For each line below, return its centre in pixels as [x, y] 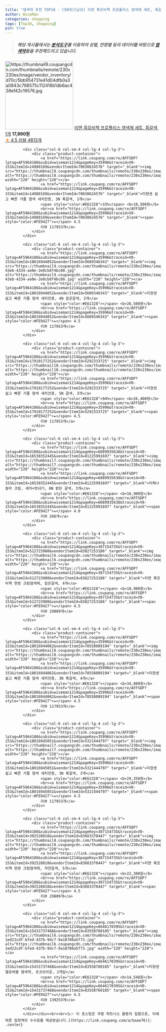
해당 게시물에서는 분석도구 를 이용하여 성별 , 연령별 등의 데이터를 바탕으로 [86, 45]
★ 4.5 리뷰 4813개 [23, 140]
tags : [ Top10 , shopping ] [31, 24]
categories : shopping [27, 19]
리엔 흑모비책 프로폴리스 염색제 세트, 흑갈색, [116, 128]
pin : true [15, 28]
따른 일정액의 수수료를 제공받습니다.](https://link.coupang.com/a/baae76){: [79, 1021]
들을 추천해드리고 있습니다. [51, 51]
